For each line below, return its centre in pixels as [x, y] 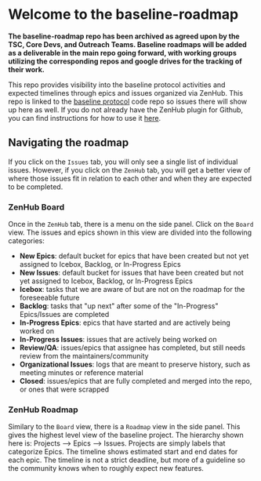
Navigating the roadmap [69, 143]
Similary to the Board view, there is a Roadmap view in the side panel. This [124, 427]
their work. [27, 69]
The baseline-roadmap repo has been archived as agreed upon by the [124, 36]
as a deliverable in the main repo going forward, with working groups [122, 53]
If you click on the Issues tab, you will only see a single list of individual [123, 162]
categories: [26, 241]
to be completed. [36, 187]
